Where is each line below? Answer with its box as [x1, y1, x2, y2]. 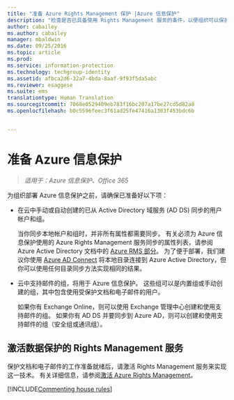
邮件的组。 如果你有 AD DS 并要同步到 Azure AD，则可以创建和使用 [23, 311, 217, 319]
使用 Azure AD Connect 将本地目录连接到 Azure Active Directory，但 [29, 255, 227, 263]
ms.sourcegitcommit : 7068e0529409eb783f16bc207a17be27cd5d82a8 [7, 101, 195, 108]
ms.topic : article [7, 49, 61, 56]
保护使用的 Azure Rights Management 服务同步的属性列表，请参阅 [23, 238, 214, 246]
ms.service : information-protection [7, 62, 114, 69]
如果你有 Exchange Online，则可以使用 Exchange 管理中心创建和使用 [17, 302, 216, 311]
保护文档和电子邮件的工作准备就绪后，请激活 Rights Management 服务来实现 [7, 362, 227, 370]
